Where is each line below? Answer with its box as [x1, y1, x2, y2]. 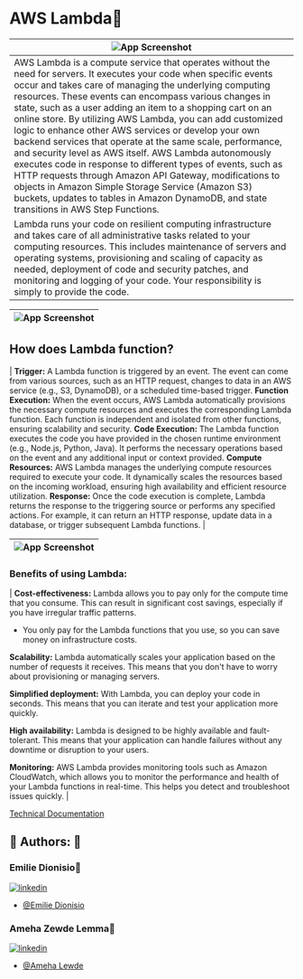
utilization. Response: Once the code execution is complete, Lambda [9, 490, 266, 501]
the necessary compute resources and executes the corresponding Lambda [9, 404, 291, 415]
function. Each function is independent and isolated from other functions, [9, 413, 282, 424]
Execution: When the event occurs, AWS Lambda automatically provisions [9, 394, 286, 405]
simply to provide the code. [14, 285, 129, 297]
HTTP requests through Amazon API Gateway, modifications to [14, 169, 280, 182]
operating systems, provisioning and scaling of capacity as [14, 251, 263, 264]
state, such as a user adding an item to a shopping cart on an [14, 101, 272, 114]
